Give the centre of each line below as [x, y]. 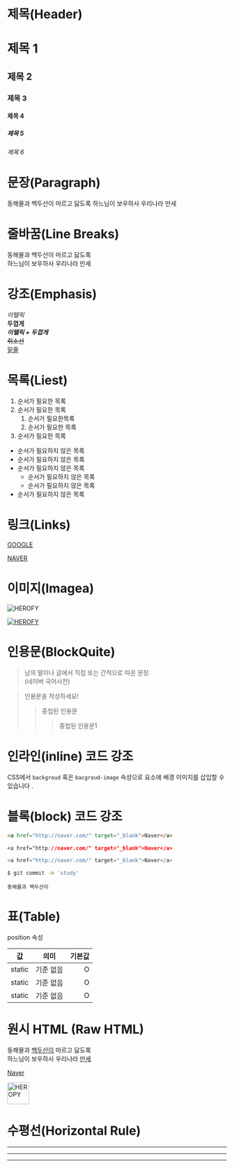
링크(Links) [39, 525]
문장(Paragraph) [54, 183]
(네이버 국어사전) [47, 681]
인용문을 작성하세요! [51, 696]
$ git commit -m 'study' [43, 873]
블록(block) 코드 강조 [65, 816]
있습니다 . [20, 786]
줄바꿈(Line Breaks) [63, 234]
